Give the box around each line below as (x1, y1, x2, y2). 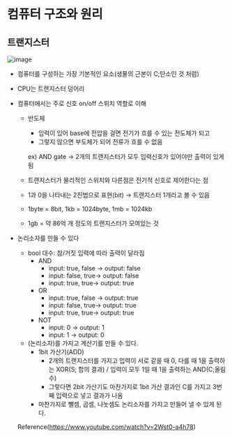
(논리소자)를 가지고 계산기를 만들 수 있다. (27, 339, 139, 347)
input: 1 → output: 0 (48, 331, 105, 339)
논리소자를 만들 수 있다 (17, 234, 79, 242)
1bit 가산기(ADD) (38, 348, 85, 356)
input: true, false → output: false (48, 264, 141, 272)
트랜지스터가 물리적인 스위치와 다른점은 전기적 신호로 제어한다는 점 (27, 176, 209, 184)
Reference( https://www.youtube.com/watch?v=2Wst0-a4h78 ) (17, 423, 196, 431)
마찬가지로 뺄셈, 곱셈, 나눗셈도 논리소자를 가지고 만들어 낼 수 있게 (38, 400, 215, 408)
